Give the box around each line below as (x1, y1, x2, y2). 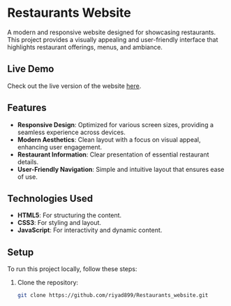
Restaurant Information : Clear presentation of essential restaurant (17, 150, 209, 159)
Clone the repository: (17, 278, 79, 287)
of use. (17, 173, 38, 181)
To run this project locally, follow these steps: (7, 265, 137, 273)
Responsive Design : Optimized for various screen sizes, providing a (17, 120, 214, 129)
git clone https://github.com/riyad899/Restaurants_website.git (17, 292, 209, 299)
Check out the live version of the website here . (7, 82, 142, 90)
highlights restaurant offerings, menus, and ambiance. (7, 43, 163, 51)
